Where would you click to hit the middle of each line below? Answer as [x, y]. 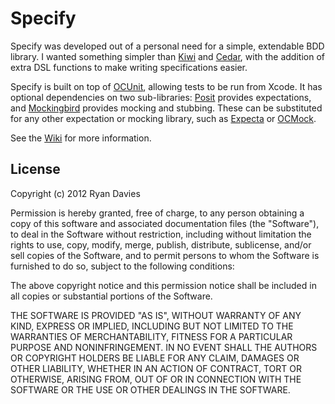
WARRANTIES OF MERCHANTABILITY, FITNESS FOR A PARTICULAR [151, 336]
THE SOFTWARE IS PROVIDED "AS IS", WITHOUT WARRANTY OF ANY [156, 315]
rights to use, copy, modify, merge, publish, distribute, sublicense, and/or [161, 244]
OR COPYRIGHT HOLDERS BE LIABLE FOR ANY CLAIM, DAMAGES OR [155, 358]
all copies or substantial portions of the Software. [111, 296]
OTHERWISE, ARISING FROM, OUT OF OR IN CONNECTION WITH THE [156, 379]
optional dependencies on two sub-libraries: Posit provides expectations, [161, 97]
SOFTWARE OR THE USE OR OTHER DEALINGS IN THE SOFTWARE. [150, 389]
